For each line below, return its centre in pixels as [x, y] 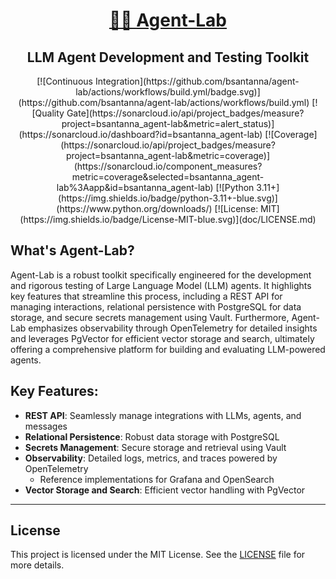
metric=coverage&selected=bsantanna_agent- [168, 177]
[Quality [48, 113]
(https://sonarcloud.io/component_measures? [168, 166]
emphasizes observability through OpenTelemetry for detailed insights [173, 328]
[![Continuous [64, 81]
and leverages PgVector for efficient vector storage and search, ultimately [162, 338]
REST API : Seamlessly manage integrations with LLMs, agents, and [163, 415]
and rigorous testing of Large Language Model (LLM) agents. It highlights [161, 285]
